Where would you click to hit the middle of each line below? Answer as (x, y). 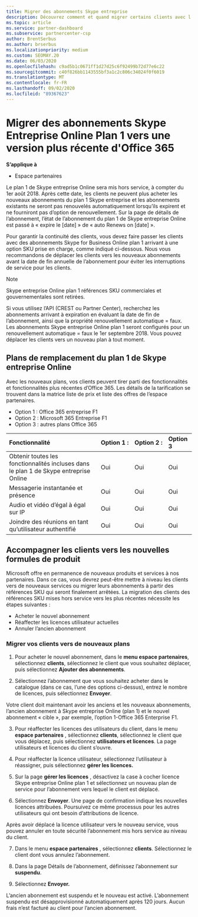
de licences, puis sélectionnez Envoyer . (63, 693)
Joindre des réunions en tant (49, 521)
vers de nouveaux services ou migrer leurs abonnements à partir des (90, 586)
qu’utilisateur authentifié (43, 529)
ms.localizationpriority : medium (47, 50)
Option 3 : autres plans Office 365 (56, 424)
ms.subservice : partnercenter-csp (49, 34)
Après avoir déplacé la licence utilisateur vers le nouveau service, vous (92, 824)
